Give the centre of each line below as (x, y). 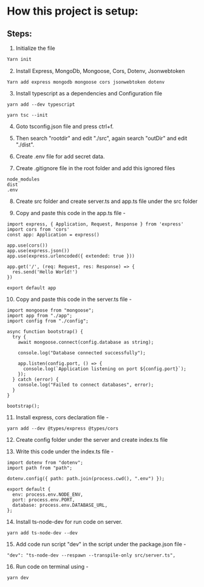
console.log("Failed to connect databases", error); (86, 385)
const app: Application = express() (53, 235)
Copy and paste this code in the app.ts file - (71, 213)
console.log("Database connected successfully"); (82, 353)
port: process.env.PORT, (44, 499)
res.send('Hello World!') (45, 272)
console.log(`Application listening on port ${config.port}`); (105, 369)
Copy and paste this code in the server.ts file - (74, 299)
